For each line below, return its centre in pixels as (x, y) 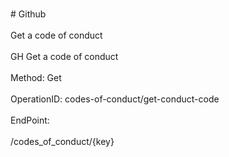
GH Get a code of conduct (64, 56)
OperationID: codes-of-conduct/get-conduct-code (115, 99)
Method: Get (36, 77)
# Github (28, 14)
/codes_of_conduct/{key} (62, 141)
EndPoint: (30, 120)
